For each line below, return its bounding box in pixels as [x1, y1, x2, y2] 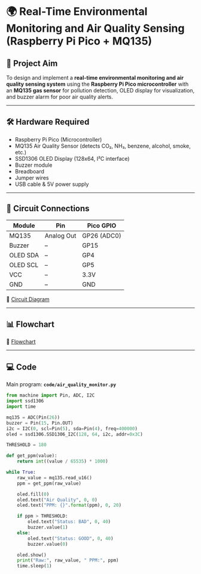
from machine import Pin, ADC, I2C [6, 392, 95, 399]
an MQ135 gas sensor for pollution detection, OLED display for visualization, [6, 87, 195, 94]
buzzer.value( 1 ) [28, 524, 68, 530]
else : [17, 530, 31, 536]
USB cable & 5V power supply [14, 181, 89, 188]
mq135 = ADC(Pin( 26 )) [6, 414, 60, 420]
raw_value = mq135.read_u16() [17, 474, 93, 480]
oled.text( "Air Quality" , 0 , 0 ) [17, 497, 98, 503]
